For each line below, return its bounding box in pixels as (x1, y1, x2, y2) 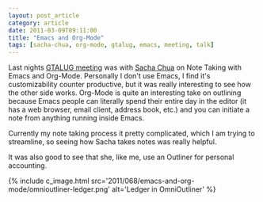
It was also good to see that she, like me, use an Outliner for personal (8, 152, 234, 162)
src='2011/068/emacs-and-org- (90, 176, 195, 186)
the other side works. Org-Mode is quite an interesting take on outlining (8, 88, 242, 97)
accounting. (8, 161, 48, 170)
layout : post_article (8, 11, 80, 20)
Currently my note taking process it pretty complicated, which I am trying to (8, 128, 255, 139)
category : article (8, 19, 69, 27)
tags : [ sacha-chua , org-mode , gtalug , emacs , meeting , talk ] (8, 41, 215, 49)
